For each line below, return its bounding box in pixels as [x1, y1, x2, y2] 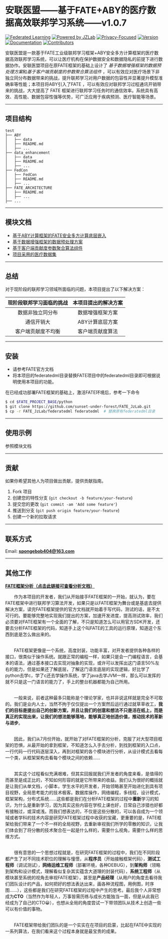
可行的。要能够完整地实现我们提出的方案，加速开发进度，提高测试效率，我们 [5, 613, 163, 619]
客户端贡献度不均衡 [15, 328, 61, 335]
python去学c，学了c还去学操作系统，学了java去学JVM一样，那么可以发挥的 [5, 672, 161, 678]
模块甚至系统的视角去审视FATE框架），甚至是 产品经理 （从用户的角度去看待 [5, 875, 158, 881]
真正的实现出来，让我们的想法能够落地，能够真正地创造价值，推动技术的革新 [5, 714, 163, 720]
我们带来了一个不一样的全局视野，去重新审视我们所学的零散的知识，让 [13, 821, 158, 827]
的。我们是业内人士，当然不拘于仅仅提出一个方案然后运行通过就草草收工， [5, 701, 158, 707]
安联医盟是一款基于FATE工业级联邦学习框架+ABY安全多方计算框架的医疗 [5, 50, 154, 56]
